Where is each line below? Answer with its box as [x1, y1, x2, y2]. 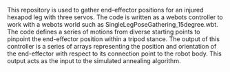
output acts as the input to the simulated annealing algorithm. [7, 57, 181, 64]
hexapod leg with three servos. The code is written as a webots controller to [7, 13, 223, 21]
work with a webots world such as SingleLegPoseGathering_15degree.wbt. [7, 21, 218, 28]
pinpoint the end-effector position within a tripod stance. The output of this [7, 35, 220, 43]
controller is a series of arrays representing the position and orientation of [7, 43, 217, 50]
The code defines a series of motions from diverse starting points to [7, 27, 201, 36]
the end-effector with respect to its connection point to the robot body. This [7, 49, 222, 58]
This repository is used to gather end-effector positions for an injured [7, 6, 205, 14]
